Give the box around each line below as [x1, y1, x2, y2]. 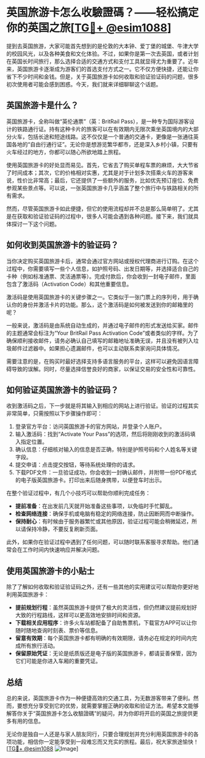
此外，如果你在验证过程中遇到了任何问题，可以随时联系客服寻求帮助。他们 [6, 538, 193, 546]
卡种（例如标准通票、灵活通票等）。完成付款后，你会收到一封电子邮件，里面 [6, 272, 196, 280]
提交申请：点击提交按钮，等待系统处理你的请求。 [15, 461, 138, 468]
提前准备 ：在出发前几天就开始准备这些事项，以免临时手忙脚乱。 [15, 503, 176, 510]
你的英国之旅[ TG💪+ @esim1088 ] [6, 21, 172, 35]
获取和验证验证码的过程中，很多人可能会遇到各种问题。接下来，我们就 [16, 212, 193, 220]
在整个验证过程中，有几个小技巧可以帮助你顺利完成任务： [6, 489, 151, 497]
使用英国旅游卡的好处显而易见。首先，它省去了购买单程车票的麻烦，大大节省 [6, 161, 199, 168]
